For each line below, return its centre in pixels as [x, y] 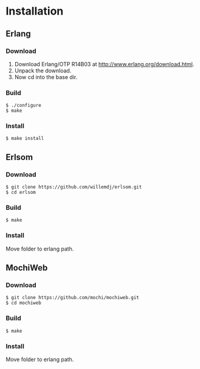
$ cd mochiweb [24, 303]
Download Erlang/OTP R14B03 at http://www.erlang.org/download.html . [104, 64]
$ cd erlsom [21, 193]
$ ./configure [24, 105]
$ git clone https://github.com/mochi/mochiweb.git [72, 298]
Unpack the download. [43, 71]
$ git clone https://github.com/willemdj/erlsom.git [74, 187]
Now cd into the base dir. [46, 77]
